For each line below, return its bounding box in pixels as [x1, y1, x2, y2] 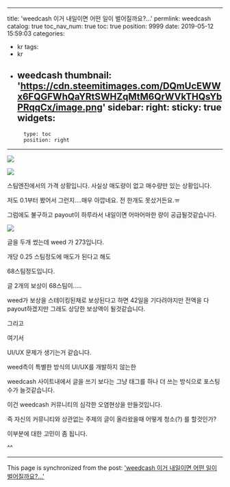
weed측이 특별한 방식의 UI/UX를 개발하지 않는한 [7, 363, 137, 371]
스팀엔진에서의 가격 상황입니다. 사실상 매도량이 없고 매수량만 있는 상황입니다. [7, 181, 212, 189]
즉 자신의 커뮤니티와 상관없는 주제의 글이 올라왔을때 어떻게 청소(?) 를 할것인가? [7, 414, 217, 423]
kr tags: [16, 42, 39, 51]
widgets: [16, 112, 56, 124]
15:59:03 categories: [7, 29, 65, 38]
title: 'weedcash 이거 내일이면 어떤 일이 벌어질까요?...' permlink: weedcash [7, 14, 212, 23]
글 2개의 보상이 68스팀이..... [7, 281, 82, 289]
